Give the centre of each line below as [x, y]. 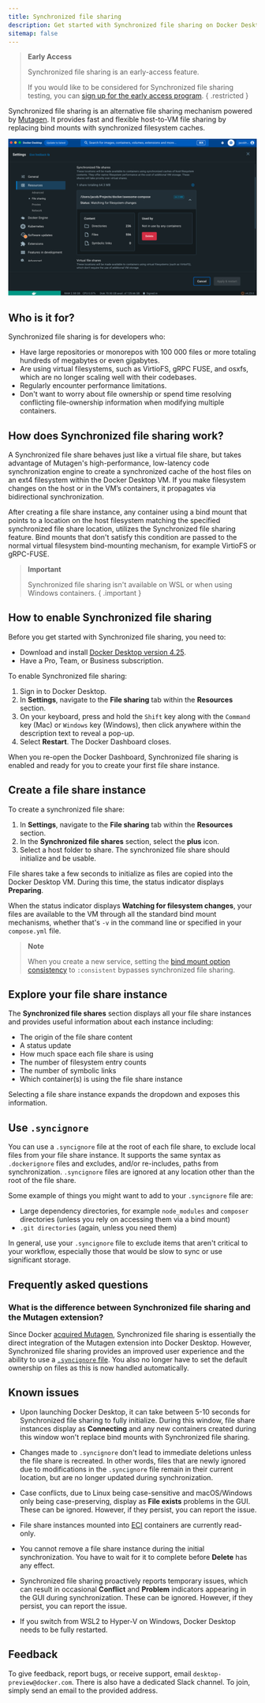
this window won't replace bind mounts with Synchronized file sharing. [134, 1437]
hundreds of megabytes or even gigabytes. [90, 360]
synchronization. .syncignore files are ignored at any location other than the [131, 1172]
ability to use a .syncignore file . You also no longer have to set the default [128, 1359]
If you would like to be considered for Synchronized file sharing [131, 88]
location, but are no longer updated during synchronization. [116, 1477]
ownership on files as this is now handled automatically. [99, 1368]
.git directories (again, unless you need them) [98, 1228]
